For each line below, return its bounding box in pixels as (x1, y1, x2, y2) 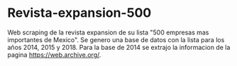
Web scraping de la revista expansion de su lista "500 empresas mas (7, 28, 209, 37)
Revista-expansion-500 (7, 5, 152, 21)
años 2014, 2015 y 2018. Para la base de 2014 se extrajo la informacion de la (7, 43, 231, 51)
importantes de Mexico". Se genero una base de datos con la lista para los (7, 35, 225, 44)
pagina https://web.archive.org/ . (7, 51, 101, 59)
